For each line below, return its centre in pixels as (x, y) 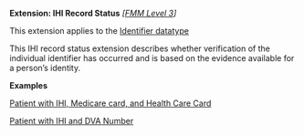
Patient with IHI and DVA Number (72, 121)
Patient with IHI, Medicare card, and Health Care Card (110, 103)
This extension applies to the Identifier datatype (100, 31)
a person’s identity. (45, 68)
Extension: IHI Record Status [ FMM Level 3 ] (93, 13)
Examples (29, 85)
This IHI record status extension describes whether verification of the (140, 48)
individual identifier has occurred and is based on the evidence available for (152, 58)
